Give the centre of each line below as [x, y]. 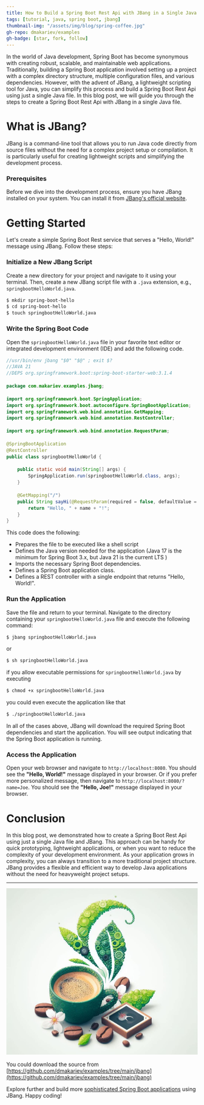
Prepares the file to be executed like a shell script [77, 545]
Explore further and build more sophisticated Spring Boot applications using [101, 1089]
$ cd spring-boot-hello [36, 307]
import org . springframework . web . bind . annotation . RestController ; [90, 418]
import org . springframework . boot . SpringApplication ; [74, 399]
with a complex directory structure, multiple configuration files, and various [100, 76]
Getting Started [46, 223]
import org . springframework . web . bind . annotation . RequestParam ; [88, 431]
